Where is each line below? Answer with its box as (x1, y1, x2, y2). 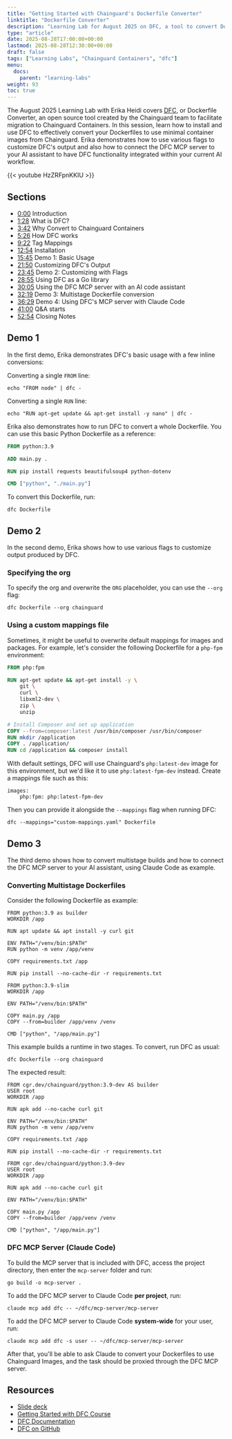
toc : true (7, 87, 36, 94)
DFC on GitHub (17, 1424, 61, 1433)
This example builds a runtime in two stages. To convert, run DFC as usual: (7, 1043, 220, 1051)
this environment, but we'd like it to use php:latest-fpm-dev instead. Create (7, 766, 221, 775)
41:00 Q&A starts (17, 305, 66, 313)
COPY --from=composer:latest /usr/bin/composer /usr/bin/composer (7, 727, 202, 735)
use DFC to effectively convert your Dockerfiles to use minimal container (7, 129, 214, 137)
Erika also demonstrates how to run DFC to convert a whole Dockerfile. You (7, 422, 222, 431)
